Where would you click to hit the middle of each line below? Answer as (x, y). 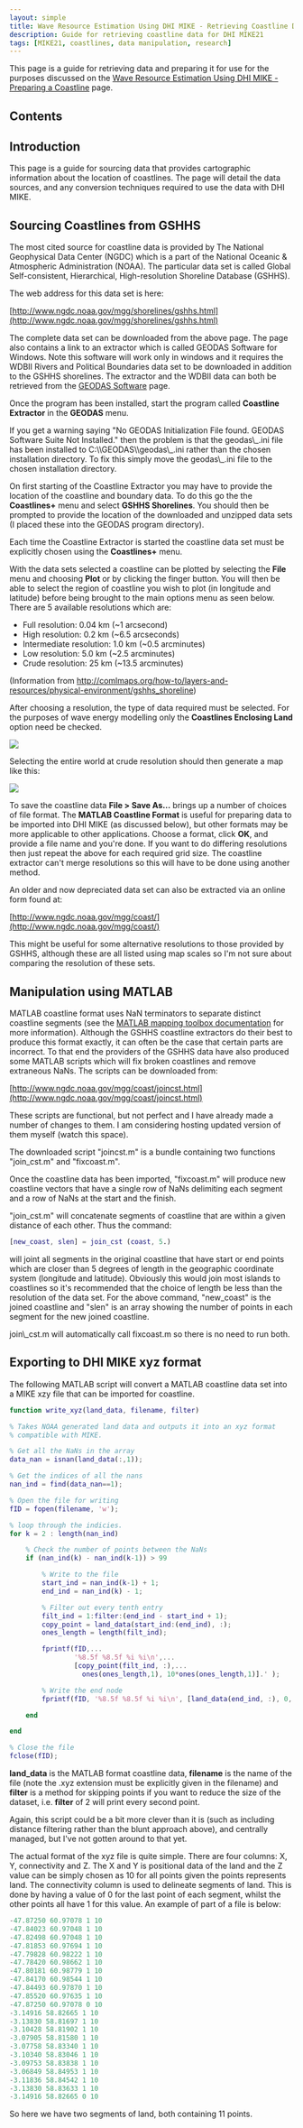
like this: (25, 771)
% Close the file (42, 1748)
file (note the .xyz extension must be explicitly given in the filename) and (144, 1783)
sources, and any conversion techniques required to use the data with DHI (147, 188)
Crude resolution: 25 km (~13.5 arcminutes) (103, 663)
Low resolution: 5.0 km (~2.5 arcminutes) (99, 654)
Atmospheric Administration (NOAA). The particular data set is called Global (150, 266)
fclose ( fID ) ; (34, 1756)
